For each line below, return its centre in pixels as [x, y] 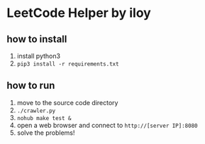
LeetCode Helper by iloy [79, 13]
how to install [37, 39]
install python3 [39, 56]
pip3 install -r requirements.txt [68, 64]
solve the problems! [46, 133]
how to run [31, 86]
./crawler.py [36, 111]
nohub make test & [44, 118]
